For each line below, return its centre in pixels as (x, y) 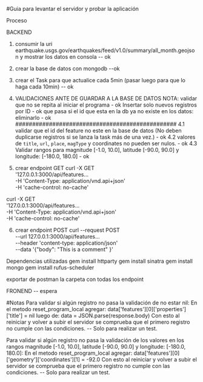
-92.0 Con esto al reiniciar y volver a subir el (141, 359)
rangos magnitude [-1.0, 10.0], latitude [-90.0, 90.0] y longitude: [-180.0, (96, 347)
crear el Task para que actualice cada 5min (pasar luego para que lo (100, 80)
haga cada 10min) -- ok (44, 87)
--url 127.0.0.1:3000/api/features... (57, 236)
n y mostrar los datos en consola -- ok (63, 57)
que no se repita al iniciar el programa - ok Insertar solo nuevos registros (106, 105)
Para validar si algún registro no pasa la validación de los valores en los (95, 340)
